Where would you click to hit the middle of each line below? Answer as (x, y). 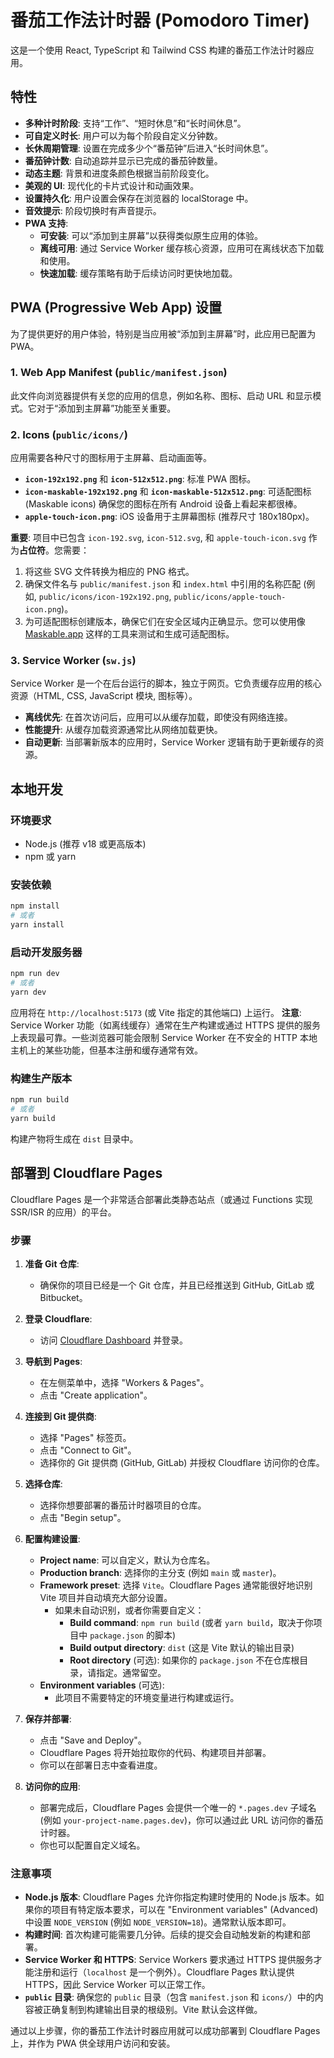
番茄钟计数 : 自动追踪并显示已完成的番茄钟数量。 (123, 160)
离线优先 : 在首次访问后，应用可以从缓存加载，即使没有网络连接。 (158, 717)
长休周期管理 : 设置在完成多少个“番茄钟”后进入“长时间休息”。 (149, 148)
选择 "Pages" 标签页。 (85, 1438)
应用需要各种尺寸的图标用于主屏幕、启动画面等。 (111, 458)
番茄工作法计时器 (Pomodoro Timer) (160, 20)
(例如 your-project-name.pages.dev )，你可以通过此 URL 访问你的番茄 (181, 1820)
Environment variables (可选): (102, 1685)
